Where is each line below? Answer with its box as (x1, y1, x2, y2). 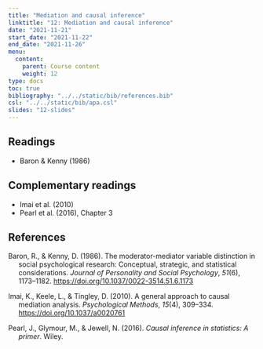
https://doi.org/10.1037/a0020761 (18, 308, 126, 318)
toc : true (8, 84, 41, 93)
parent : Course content (22, 63, 100, 71)
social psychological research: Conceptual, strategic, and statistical (18, 260, 237, 269)
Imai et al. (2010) (19, 199, 75, 209)
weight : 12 (22, 70, 58, 78)
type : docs (8, 77, 44, 85)
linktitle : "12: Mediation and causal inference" (8, 19, 174, 27)
